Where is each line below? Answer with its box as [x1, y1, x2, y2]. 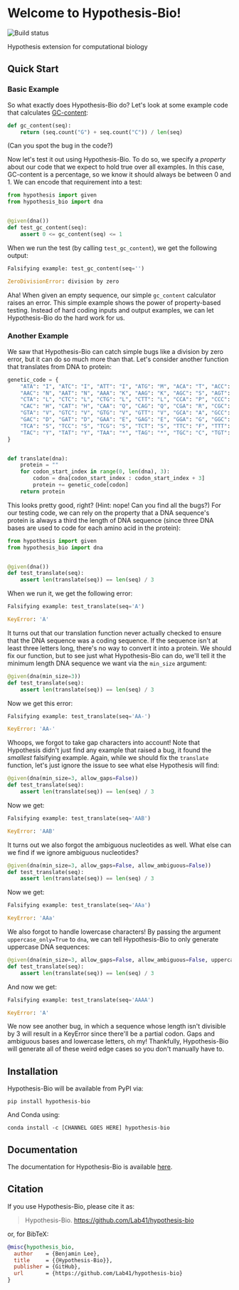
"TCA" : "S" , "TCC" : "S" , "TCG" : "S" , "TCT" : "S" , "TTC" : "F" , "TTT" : [20, 422, 231, 430]
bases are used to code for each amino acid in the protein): [7, 524, 181, 532]
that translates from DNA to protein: [7, 362, 112, 371]
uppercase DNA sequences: [7, 942, 90, 952]
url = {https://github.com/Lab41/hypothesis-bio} [14, 1270, 183, 1277]
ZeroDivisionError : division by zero [7, 278, 119, 285]
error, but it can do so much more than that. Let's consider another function [7, 355, 229, 363]
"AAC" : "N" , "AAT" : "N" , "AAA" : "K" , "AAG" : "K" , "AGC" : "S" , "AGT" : [20, 390, 231, 397]
